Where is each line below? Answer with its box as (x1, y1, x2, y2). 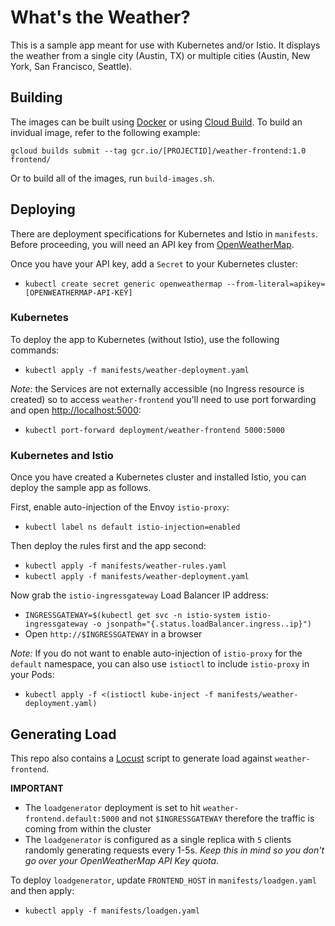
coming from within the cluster (24, 822, 152, 835)
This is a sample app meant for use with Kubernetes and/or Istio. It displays (10, 39, 321, 51)
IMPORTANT (10, 782, 64, 794)
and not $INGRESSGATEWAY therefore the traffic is (121, 812, 315, 824)
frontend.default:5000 (24, 814, 120, 824)
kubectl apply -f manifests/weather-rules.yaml (24, 561, 227, 571)
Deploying (10, 201, 76, 218)
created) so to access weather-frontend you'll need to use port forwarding (10, 393, 317, 405)
